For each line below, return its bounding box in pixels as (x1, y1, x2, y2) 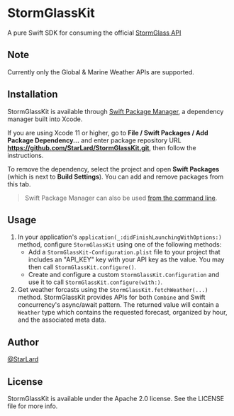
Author (7, 336, 39, 348)
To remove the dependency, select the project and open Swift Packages (7, 164, 220, 173)
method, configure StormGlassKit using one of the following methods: (17, 240, 222, 249)
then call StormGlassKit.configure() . (28, 263, 137, 271)
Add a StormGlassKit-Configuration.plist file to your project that (28, 248, 221, 257)
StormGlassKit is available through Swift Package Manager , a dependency (7, 107, 224, 116)
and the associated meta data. (17, 315, 106, 324)
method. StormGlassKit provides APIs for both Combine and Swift (17, 293, 206, 302)
